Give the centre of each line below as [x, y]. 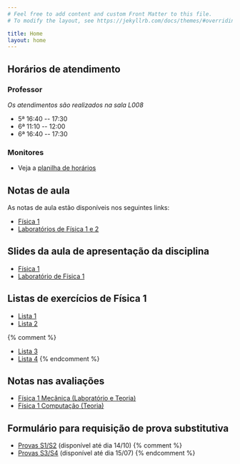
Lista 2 [27, 323]
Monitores [26, 152]
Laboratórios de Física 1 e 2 [58, 229]
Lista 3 [27, 351]
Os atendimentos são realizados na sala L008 [76, 105]
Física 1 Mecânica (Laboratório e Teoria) [77, 398]
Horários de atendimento [64, 69]
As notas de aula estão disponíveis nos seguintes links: [89, 208]
